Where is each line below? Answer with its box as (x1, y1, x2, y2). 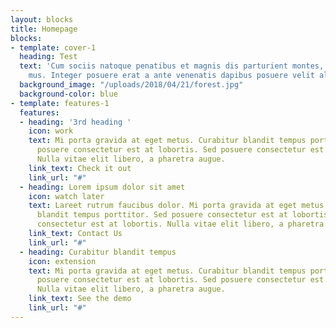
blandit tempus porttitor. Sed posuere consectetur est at (36, 210, 288, 220)
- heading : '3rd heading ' (19, 117, 132, 127)
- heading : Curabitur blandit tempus (19, 247, 177, 257)
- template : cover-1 (10, 42, 97, 53)
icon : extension (28, 256, 97, 266)
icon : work (28, 126, 74, 136)
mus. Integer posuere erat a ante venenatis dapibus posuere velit (28, 71, 315, 81)
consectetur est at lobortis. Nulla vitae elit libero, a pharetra (36, 219, 325, 230)
